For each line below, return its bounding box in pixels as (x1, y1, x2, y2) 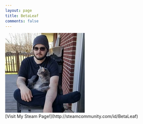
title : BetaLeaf (5, 13, 39, 18)
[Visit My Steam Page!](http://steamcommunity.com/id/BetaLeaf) (5, 114, 138, 120)
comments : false (5, 18, 39, 23)
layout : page (5, 8, 32, 13)
